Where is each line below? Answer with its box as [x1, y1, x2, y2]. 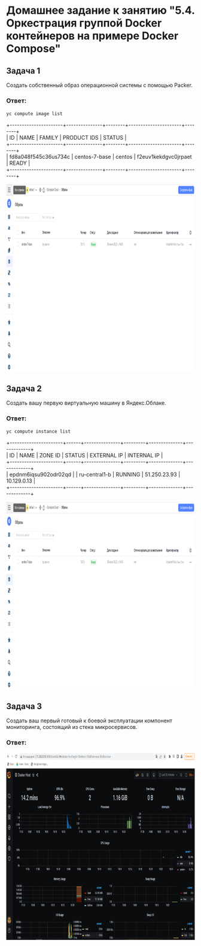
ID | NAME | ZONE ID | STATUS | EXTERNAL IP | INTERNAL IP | [9, 452, 163, 459]
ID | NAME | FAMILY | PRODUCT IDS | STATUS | [9, 134, 127, 141]
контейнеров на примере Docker [6, 29, 179, 43]
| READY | [6, 159, 31, 167]
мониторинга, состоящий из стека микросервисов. [6, 724, 138, 731]
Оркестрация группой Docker [6, 16, 162, 30]
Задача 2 [6, 383, 42, 393]
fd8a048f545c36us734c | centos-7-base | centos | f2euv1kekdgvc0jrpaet [9, 153, 193, 161]
